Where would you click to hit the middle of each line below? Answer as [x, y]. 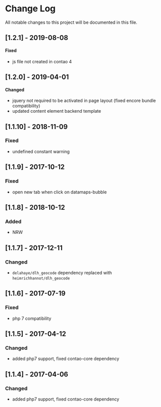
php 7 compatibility [32, 318]
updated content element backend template [57, 111]
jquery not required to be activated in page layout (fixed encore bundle [84, 101]
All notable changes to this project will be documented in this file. [71, 22]
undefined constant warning [41, 151]
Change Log [30, 9]
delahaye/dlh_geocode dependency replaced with [62, 272]
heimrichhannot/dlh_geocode [41, 278]
